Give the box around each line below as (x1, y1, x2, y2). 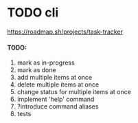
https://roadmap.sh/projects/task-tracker (7, 27, 124, 36)
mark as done (16, 66, 56, 74)
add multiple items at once (16, 74, 93, 82)
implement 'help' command (16, 95, 95, 104)
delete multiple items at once (16, 80, 100, 89)
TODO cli (7, 5, 59, 21)
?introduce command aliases (16, 102, 99, 111)
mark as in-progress (16, 58, 75, 67)
